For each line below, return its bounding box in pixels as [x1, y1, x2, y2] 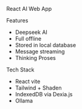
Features [6, 17, 29, 24]
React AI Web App [6, 5, 52, 12]
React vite [15, 78, 41, 85]
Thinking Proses [15, 54, 56, 61]
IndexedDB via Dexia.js [15, 91, 73, 97]
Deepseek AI [15, 28, 47, 36]
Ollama [15, 97, 33, 104]
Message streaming [15, 48, 65, 55]
